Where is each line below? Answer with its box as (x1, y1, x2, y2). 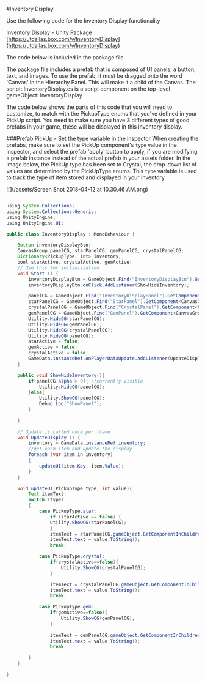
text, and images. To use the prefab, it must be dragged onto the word (6, 72, 183, 79)
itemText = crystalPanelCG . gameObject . (49, 581, 151, 588)
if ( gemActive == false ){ (49, 610, 108, 616)
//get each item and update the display (28, 446, 132, 452)
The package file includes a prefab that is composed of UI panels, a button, (6, 65, 196, 73)
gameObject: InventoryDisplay (6, 92, 82, 99)
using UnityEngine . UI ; (6, 220, 64, 226)
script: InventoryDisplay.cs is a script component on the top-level (6, 85, 171, 92)
